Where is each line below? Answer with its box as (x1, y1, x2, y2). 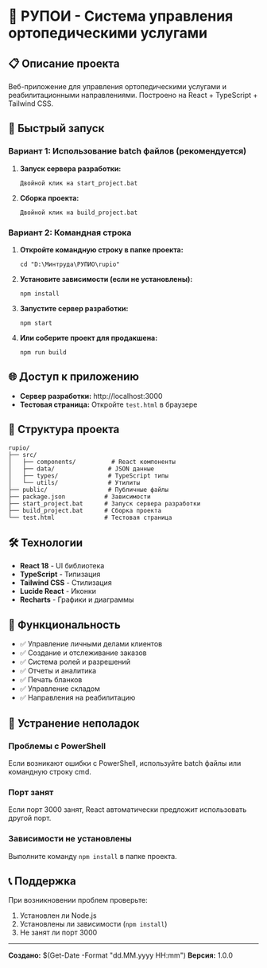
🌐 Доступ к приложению (8, 370, 139, 384)
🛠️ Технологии (8, 537, 83, 549)
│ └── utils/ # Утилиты (8, 478, 141, 486)
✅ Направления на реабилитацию (19, 693, 136, 703)
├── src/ (8, 451, 37, 459)
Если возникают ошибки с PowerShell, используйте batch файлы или (8, 758, 242, 767)
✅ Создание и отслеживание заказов (19, 648, 147, 658)
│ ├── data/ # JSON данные (8, 465, 155, 473)
